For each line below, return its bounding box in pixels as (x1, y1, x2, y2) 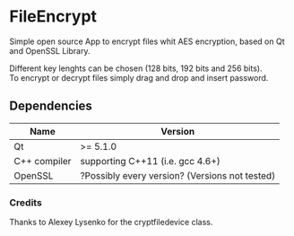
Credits (9, 196, 42, 208)
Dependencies (9, 99, 92, 114)
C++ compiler (13, 154, 72, 167)
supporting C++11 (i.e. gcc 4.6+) (80, 154, 221, 167)
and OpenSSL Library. (9, 45, 91, 56)
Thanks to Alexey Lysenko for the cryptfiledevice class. (9, 217, 213, 228)
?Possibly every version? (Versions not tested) (80, 169, 276, 181)
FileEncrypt (9, 6, 97, 27)
